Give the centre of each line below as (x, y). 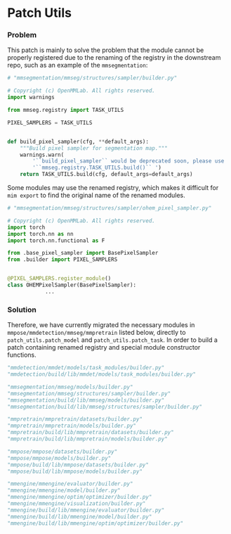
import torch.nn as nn (40, 234)
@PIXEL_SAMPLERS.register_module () (59, 279)
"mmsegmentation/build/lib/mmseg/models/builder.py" (86, 400)
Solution (22, 310)
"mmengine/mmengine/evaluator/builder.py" (70, 484)
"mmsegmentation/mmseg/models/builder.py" (70, 387)
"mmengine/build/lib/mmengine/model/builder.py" (80, 516)
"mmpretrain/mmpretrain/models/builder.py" (72, 426)
